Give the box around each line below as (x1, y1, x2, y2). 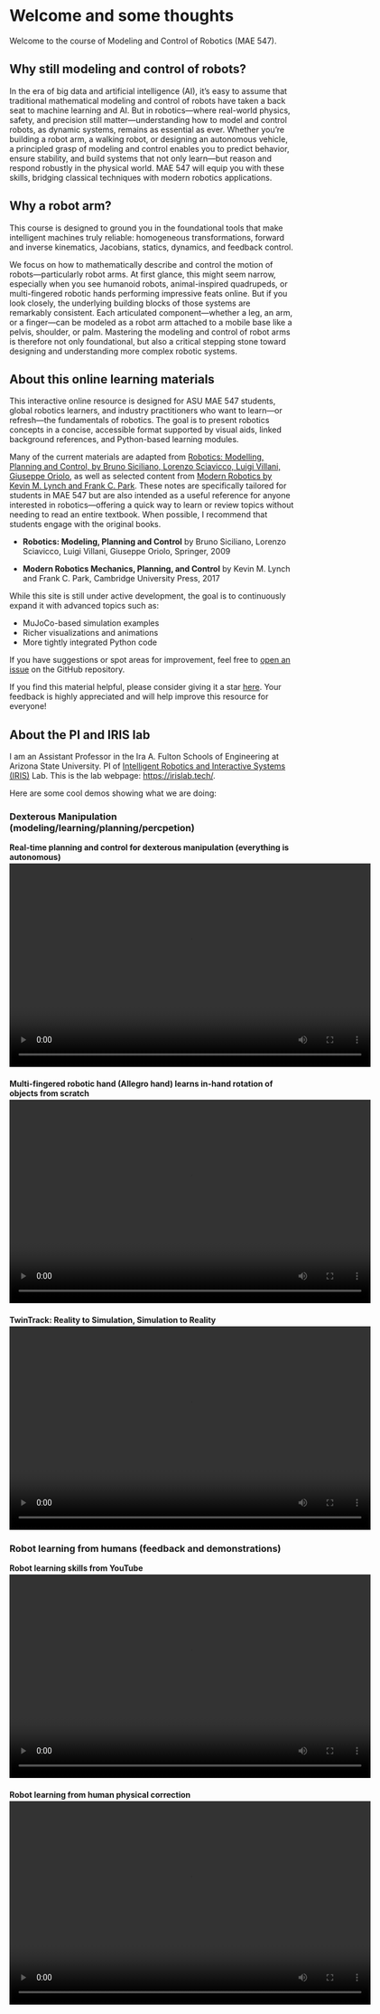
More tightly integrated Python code (22, 637, 158, 648)
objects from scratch (9, 1088, 90, 1099)
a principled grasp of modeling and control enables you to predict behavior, (9, 143, 290, 154)
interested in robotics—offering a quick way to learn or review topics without (9, 499, 294, 511)
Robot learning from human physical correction (9, 1789, 191, 1800)
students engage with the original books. (9, 519, 162, 530)
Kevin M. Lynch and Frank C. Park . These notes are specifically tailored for (9, 480, 287, 491)
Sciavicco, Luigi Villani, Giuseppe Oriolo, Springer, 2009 (22, 546, 231, 557)
